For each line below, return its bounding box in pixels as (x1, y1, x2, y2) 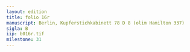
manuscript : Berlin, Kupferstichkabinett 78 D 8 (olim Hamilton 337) (6, 20, 185, 26)
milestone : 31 (6, 36, 42, 42)
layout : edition (6, 8, 47, 15)
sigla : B (6, 25, 28, 32)
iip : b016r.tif (6, 31, 45, 37)
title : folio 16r (6, 14, 50, 20)
